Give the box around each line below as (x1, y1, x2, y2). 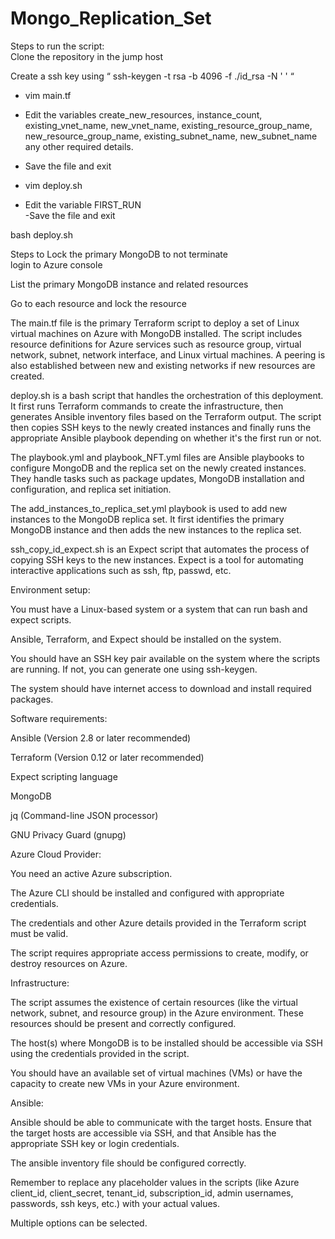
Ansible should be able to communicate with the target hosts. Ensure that (10, 1116, 312, 1128)
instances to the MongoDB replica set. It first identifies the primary (10, 513, 285, 525)
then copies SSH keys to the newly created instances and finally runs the (10, 421, 312, 433)
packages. (10, 693, 54, 705)
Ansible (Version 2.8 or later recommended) (10, 732, 192, 744)
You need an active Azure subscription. (10, 867, 173, 879)
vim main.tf (24, 89, 72, 101)
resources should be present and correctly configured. (10, 1017, 237, 1029)
